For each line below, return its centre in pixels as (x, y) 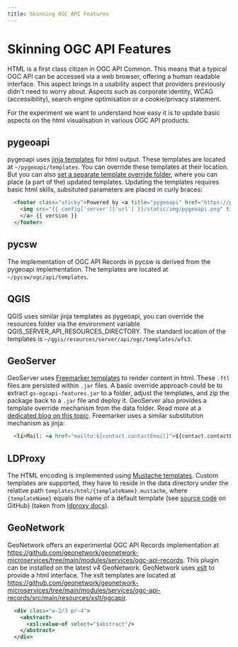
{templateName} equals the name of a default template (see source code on (117, 498)
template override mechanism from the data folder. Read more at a (104, 408)
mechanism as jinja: (36, 424)
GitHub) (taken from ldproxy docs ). (58, 505)
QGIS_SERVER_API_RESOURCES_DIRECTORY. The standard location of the (117, 331)
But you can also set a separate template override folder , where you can (113, 175)
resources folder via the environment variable (74, 323)
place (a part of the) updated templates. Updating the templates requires (113, 182)
